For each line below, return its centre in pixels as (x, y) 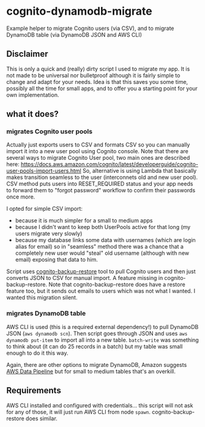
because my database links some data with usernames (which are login (105, 240)
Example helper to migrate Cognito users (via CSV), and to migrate (90, 28)
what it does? (33, 114)
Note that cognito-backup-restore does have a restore (117, 285)
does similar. (42, 418)
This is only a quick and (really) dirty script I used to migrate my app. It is (98, 69)
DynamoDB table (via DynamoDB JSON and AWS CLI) (74, 34)
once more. (21, 197)
